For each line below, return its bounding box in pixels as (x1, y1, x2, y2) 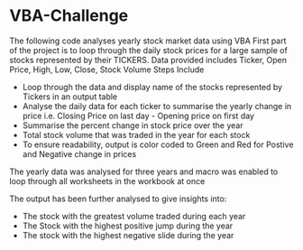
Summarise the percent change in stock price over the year (22, 119, 243, 131)
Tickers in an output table (22, 91, 118, 102)
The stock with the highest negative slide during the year (22, 229, 234, 240)
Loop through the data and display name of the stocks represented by (22, 81, 282, 92)
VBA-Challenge (9, 5, 129, 26)
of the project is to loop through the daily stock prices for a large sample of (9, 44, 289, 55)
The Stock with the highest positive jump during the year (22, 220, 234, 231)
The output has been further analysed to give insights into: (9, 193, 227, 204)
